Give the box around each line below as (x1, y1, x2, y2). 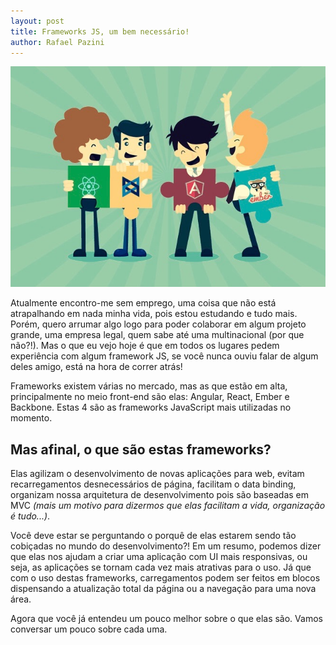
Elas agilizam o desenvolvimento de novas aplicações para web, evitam (10, 467, 305, 479)
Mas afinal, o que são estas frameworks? (10, 441, 272, 458)
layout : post (10, 16, 65, 26)
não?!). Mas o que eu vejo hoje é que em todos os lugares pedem (10, 340, 280, 352)
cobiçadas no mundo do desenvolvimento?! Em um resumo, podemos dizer (10, 540, 322, 552)
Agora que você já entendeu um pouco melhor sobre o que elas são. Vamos (10, 612, 323, 624)
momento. (10, 412, 53, 424)
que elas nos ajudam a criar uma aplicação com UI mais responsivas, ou (10, 550, 308, 562)
